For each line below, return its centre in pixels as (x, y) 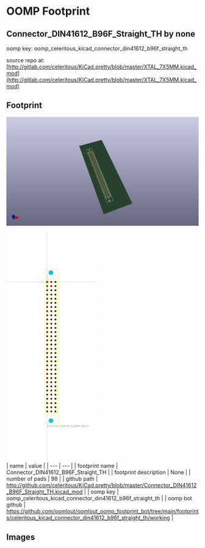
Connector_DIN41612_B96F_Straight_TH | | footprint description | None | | (99, 472)
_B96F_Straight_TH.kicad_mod (45, 492)
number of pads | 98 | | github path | (52, 479)
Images (21, 537)
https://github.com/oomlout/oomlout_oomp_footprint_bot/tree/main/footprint (103, 511)
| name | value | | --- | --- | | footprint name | (62, 466)
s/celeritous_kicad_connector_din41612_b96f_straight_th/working (88, 518)
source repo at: (25, 60)
